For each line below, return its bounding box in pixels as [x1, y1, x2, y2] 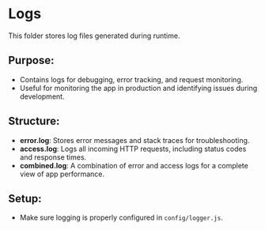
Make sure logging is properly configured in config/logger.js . [19, 213, 223, 222]
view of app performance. [19, 169, 105, 179]
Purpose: [8, 54, 55, 67]
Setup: [8, 191, 42, 205]
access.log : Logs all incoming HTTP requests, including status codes [19, 144, 247, 153]
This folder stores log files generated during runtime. [8, 31, 180, 40]
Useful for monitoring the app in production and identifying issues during [19, 83, 258, 92]
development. [19, 92, 65, 101]
